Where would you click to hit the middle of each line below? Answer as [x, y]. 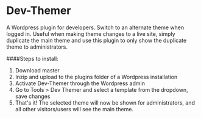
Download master [37, 70]
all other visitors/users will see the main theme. [74, 109]
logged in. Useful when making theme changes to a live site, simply [91, 33]
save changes [33, 96]
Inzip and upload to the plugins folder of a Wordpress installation [96, 77]
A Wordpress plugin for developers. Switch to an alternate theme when [95, 27]
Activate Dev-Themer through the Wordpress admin [80, 83]
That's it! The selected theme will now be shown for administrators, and [105, 102]
